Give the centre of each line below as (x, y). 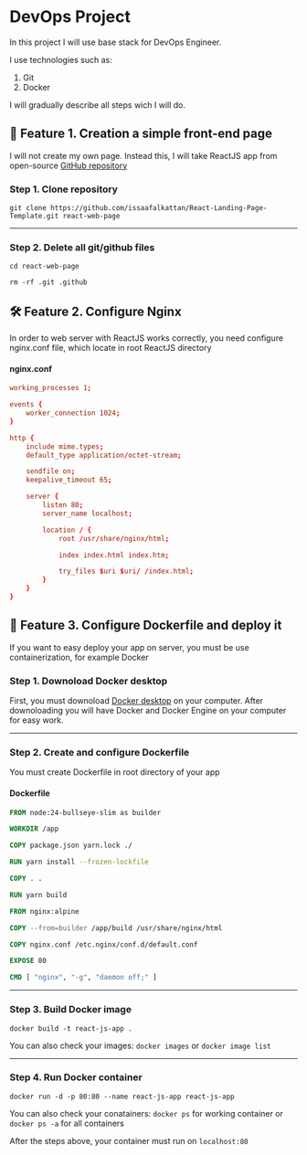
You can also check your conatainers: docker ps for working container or (146, 1113)
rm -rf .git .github (49, 282)
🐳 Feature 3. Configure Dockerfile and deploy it (146, 625)
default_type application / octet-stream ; (104, 455)
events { (26, 405)
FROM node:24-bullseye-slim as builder (85, 812)
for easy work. (37, 720)
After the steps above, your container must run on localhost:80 (129, 1140)
